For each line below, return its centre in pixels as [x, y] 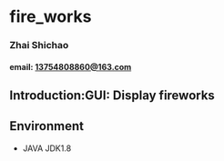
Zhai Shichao [39, 45]
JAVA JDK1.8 [47, 148]
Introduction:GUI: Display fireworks [112, 96]
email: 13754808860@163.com [71, 66]
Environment [47, 126]
